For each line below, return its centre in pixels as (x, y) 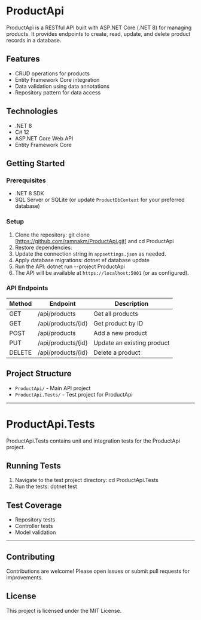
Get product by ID (118, 323)
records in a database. (34, 40)
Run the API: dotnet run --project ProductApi (70, 266)
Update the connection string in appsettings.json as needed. (90, 254)
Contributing (31, 557)
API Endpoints (27, 288)
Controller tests (34, 526)
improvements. (25, 578)
